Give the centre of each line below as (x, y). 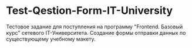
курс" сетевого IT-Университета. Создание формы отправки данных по (96, 32)
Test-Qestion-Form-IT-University (90, 11)
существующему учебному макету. (51, 39)
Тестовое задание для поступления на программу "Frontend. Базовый (95, 27)
